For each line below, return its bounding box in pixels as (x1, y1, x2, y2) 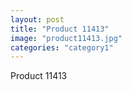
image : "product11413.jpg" (10, 33, 123, 43)
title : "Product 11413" (10, 24, 110, 34)
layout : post (10, 14, 65, 25)
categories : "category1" (10, 42, 114, 53)
